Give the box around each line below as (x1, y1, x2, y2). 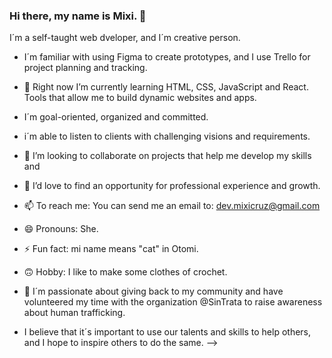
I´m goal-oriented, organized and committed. (23, 111, 209, 123)
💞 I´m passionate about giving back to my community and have (23, 285, 284, 298)
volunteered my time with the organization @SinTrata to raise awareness (23, 296, 323, 308)
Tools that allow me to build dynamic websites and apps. (23, 92, 257, 104)
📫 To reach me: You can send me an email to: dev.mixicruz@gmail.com (23, 200, 321, 212)
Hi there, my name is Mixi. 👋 (9, 9, 147, 23)
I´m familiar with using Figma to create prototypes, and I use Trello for (23, 51, 311, 63)
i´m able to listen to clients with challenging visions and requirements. (23, 130, 311, 143)
